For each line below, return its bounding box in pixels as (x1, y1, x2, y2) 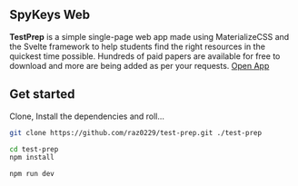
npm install (9, 153, 55, 162)
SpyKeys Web (9, 7, 91, 23)
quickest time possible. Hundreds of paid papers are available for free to (9, 50, 281, 62)
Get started (9, 86, 75, 103)
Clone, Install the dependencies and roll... (9, 111, 165, 122)
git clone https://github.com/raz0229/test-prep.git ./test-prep (9, 128, 262, 137)
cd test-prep (9, 144, 59, 153)
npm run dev (9, 170, 55, 179)
